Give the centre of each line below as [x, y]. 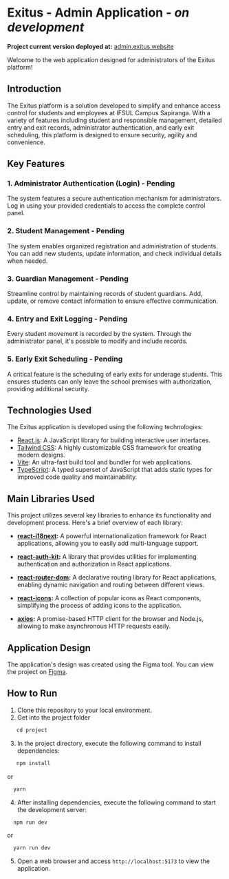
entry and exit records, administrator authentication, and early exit [101, 127]
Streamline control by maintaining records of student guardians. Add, [105, 294]
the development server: [52, 809]
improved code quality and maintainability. [77, 477]
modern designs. [41, 455]
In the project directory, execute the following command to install [109, 743]
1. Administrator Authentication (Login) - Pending [91, 184]
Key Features [36, 164]
